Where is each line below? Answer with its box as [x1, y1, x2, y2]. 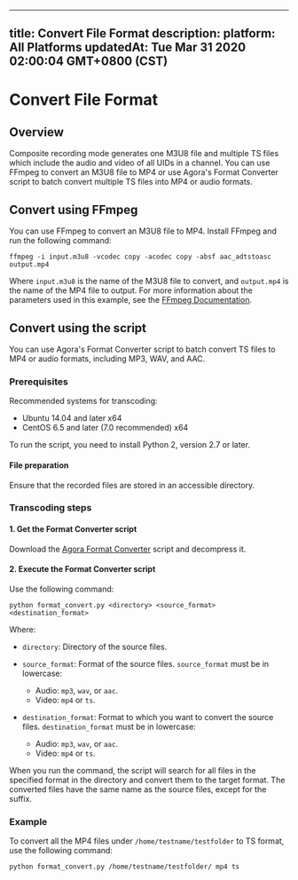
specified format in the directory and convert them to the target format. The [9, 774, 286, 785]
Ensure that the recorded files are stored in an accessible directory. [9, 480, 255, 490]
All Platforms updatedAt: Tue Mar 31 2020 [9, 40, 247, 55]
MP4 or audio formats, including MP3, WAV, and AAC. [9, 353, 206, 364]
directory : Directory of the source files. [21, 641, 168, 652]
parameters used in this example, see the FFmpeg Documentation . [9, 295, 253, 305]
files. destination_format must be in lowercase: [21, 721, 197, 732]
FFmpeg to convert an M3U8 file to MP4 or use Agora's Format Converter [9, 167, 279, 178]
